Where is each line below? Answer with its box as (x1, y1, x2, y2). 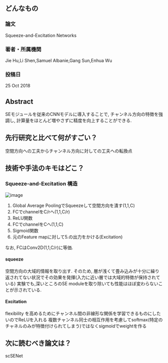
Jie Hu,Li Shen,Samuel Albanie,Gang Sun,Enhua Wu (5, 57, 112, 63)
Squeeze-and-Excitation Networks (5, 32, 77, 38)
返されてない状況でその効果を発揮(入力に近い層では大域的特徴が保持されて (5, 274, 160, 280)
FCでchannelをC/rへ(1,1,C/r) (12, 208, 70, 214)
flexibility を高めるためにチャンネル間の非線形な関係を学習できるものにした (5, 310, 161, 316)
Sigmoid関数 (12, 227, 39, 233)
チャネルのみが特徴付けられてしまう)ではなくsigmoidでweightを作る (5, 323, 147, 329)
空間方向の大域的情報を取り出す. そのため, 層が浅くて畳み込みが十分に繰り (5, 268, 159, 274)
